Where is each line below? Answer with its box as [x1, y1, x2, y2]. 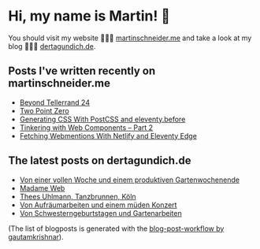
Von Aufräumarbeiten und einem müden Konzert [19, 200, 177, 210]
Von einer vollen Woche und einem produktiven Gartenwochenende [19, 175, 240, 184]
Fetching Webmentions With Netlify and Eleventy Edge [19, 131, 197, 140]
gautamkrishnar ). [8, 232, 65, 241]
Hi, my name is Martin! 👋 [8, 7, 171, 25]
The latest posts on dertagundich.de [8, 154, 191, 168]
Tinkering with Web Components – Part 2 [19, 122, 154, 132]
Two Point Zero [19, 106, 69, 115]
